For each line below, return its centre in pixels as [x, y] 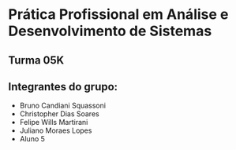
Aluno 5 [32, 139]
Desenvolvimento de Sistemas [110, 31]
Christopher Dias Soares [60, 114]
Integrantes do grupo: [63, 87]
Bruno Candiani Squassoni [63, 106]
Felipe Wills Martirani [54, 123]
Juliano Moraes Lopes [56, 130]
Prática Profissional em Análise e [118, 15]
